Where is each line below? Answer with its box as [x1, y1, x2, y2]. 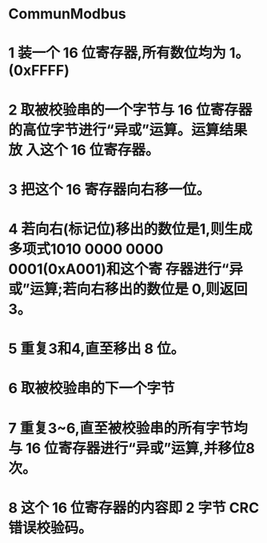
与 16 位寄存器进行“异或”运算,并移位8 [8, 439, 256, 457]
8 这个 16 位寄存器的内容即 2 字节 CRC [8, 498, 260, 517]
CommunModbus [8, 5, 126, 23]
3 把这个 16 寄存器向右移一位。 [8, 180, 211, 199]
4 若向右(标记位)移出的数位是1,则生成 [8, 219, 253, 238]
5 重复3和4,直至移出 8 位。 [8, 340, 185, 358]
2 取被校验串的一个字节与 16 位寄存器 [8, 101, 253, 119]
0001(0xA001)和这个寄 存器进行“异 [8, 259, 244, 278]
